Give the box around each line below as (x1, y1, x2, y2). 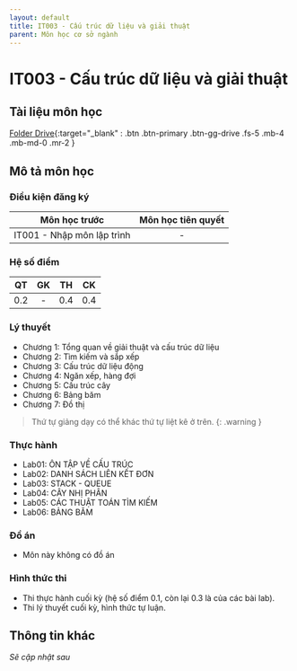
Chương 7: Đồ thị (22, 399, 85, 410)
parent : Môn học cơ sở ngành (9, 30, 118, 39)
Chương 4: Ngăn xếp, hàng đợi (22, 370, 136, 381)
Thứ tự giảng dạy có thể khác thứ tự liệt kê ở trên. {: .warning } (31, 416, 262, 427)
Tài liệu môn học (9, 104, 103, 119)
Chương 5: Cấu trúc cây (22, 379, 110, 391)
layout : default (9, 13, 70, 22)
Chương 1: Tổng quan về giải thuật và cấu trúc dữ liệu (22, 341, 220, 352)
